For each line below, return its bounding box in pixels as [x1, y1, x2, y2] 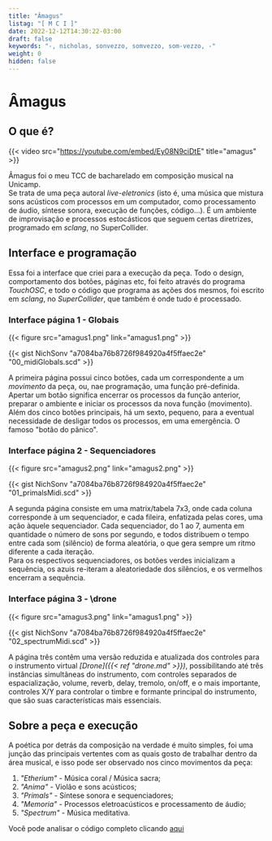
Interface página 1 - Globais [8, 314, 119, 326]
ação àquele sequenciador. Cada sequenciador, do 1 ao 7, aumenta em [8, 521, 245, 531]
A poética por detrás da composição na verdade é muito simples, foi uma [8, 740, 253, 750]
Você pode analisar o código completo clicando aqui [8, 824, 184, 834]
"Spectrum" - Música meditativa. [19, 808, 131, 818]
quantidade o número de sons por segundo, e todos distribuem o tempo [8, 530, 249, 540]
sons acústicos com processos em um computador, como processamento [8, 196, 257, 206]
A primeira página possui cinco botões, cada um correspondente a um [8, 372, 244, 383]
